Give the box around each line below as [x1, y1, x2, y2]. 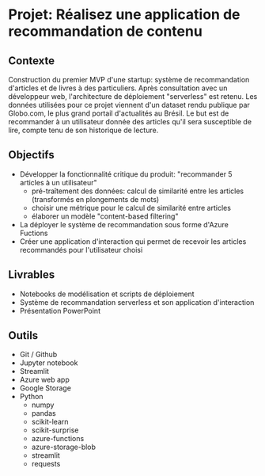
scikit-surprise [31, 425, 79, 435]
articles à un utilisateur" [19, 177, 97, 187]
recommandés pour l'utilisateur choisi [19, 245, 143, 254]
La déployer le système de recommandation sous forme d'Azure [19, 219, 229, 229]
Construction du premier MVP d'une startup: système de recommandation [8, 75, 250, 84]
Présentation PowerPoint [19, 306, 101, 315]
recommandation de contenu [8, 22, 203, 40]
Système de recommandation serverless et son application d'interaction [19, 297, 255, 307]
